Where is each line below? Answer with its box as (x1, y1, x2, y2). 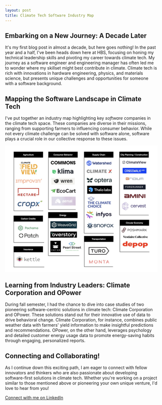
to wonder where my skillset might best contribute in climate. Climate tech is (5, 65, 157, 71)
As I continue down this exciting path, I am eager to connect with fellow (5, 365, 147, 370)
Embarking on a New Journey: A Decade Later (5, 32, 147, 40)
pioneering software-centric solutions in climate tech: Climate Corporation (5, 307, 153, 313)
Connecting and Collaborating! (5, 352, 100, 360)
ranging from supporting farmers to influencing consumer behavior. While (5, 125, 152, 131)
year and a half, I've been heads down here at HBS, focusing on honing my (5, 50, 154, 55)
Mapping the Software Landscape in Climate (5, 95, 142, 103)
